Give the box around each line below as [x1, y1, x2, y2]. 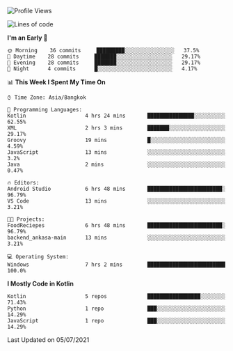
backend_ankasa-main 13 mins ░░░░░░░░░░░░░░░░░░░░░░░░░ [7, 234, 226, 241]
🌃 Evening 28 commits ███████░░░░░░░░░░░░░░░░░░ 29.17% [7, 59, 200, 66]
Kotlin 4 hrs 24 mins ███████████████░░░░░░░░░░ [7, 112, 226, 119]
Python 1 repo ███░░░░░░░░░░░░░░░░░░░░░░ [7, 305, 226, 312]
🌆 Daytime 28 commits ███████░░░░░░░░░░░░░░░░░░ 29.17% [7, 53, 200, 60]
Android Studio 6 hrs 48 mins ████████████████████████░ [7, 185, 226, 192]
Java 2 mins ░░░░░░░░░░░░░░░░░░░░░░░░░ [7, 161, 226, 168]
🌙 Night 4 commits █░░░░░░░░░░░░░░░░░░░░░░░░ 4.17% [7, 65, 198, 72]
